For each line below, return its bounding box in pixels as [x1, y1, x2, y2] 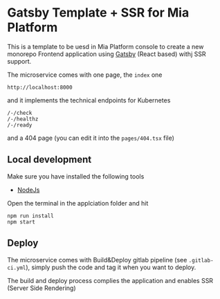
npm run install [7, 212, 54, 219]
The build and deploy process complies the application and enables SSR [7, 276, 213, 284]
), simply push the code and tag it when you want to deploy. [25, 263, 196, 271]
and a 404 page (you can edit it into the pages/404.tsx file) [7, 134, 175, 142]
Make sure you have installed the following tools [7, 172, 145, 181]
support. [7, 57, 32, 65]
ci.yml [7, 264, 26, 271]
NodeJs [17, 185, 40, 194]
